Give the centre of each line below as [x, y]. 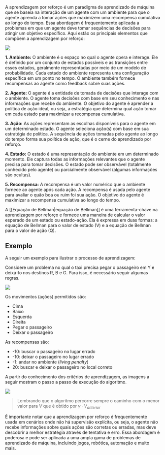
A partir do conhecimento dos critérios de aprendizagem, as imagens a [77, 377]
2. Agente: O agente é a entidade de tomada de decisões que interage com [82, 93]
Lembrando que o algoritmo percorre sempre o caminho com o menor [88, 400]
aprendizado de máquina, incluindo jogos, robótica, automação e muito [77, 443]
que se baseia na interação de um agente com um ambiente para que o [78, 12]
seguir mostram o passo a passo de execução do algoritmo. [66, 382]
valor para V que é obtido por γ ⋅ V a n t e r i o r [59, 406]
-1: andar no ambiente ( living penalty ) [50, 362]
